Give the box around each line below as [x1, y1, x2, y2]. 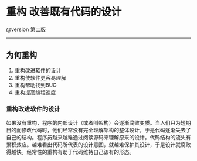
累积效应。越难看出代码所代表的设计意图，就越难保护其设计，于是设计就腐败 [6, 141, 191, 148]
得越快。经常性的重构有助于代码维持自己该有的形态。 [6, 149, 135, 156]
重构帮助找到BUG [14, 81, 57, 88]
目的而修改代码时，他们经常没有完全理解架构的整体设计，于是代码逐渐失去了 [6, 126, 191, 133]
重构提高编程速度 [14, 88, 56, 95]
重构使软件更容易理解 [14, 74, 66, 81]
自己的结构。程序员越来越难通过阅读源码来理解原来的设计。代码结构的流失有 [6, 134, 191, 141]
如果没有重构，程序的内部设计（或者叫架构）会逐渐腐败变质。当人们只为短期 [6, 119, 191, 126]
